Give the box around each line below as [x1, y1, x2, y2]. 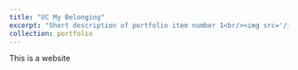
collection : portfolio [9, 29, 93, 38]
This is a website [9, 53, 71, 64]
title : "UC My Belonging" [9, 12, 105, 22]
